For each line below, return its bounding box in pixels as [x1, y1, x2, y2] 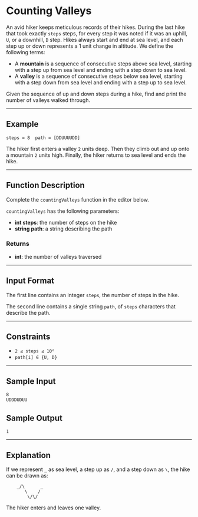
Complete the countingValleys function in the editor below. [6, 196, 149, 203]
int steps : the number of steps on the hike [14, 219, 117, 226]
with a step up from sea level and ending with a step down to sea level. [14, 66, 187, 73]
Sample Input [6, 376, 56, 386]
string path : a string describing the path [14, 225, 113, 232]
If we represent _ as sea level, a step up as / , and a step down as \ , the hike [6, 466, 190, 473]
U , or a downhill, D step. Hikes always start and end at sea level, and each [6, 36, 184, 43]
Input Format [6, 276, 55, 286]
